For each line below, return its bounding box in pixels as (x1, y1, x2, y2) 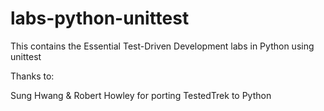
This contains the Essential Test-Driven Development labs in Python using (10, 40, 315, 52)
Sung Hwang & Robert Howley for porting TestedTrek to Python (10, 89, 272, 101)
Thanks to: (10, 70, 55, 82)
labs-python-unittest (10, 7, 190, 30)
